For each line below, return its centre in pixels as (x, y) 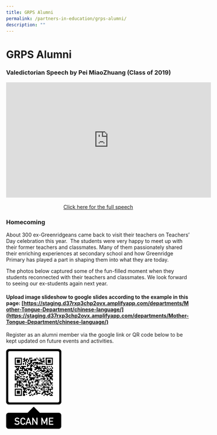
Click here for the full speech (98, 207)
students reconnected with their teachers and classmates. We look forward (97, 278)
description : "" (26, 25)
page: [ (15, 303)
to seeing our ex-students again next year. (57, 283)
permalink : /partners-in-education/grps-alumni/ (66, 18)
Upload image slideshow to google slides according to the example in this (97, 297)
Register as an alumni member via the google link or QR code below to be (94, 335)
